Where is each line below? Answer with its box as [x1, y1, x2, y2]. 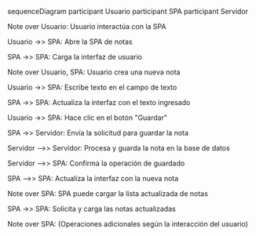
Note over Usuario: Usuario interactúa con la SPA [7, 22, 166, 31]
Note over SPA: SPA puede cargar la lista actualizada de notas [7, 189, 209, 198]
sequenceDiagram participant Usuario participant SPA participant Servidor [7, 7, 249, 16]
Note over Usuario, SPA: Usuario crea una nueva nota [7, 67, 181, 77]
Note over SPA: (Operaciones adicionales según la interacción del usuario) [7, 220, 249, 228]
